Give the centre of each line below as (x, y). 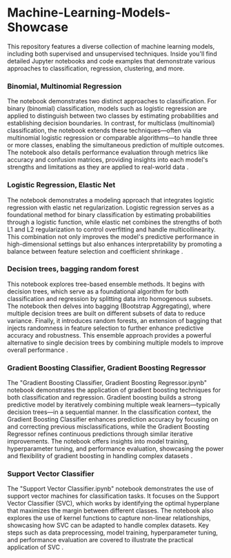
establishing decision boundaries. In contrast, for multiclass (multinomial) (111, 123)
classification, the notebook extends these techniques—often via (99, 131)
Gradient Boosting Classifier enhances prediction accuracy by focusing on (113, 420)
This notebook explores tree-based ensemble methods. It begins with (106, 284)
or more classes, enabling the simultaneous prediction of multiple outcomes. (116, 145)
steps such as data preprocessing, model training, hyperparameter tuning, (113, 533)
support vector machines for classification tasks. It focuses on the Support (113, 496)
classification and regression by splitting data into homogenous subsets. (110, 298)
